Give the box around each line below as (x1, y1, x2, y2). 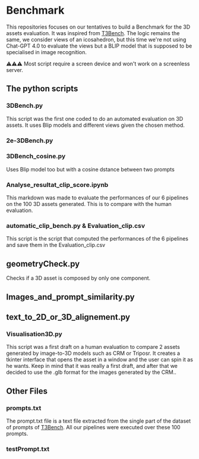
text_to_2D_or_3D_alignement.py (6, 312, 131, 322)
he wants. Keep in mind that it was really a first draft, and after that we (6, 363, 178, 370)
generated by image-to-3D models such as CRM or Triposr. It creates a (6, 349, 180, 357)
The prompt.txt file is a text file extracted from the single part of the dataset (6, 417, 191, 424)
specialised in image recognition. (6, 48, 87, 55)
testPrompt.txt (6, 445, 50, 453)
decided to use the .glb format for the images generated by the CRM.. (6, 369, 177, 376)
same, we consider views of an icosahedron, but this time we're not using (6, 36, 187, 43)
